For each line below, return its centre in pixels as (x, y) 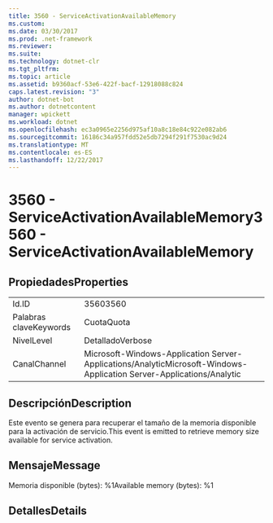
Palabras (29, 317)
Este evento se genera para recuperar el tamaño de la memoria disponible (132, 423)
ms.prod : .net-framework (50, 39)
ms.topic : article (39, 77)
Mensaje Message (54, 466)
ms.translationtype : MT (49, 145)
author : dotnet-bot (41, 99)
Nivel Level (32, 341)
